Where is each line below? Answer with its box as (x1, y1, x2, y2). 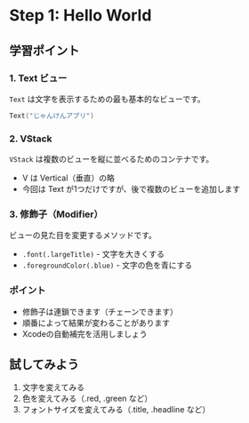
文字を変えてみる (21, 382, 85, 393)
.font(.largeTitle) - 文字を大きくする (21, 249, 165, 259)
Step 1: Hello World (9, 5, 152, 26)
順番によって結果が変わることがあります (21, 317, 171, 328)
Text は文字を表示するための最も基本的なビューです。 (9, 93, 206, 104)
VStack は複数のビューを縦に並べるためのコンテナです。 (9, 154, 214, 164)
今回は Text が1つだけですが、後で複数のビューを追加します (21, 184, 241, 195)
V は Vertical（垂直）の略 (21, 172, 116, 183)
